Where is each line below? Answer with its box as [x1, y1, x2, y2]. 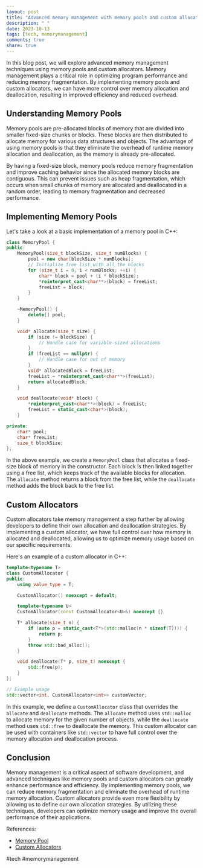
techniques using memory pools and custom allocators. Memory [6, 65, 167, 72]
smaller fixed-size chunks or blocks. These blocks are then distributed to [6, 131, 188, 138]
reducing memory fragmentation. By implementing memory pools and [6, 78, 180, 85]
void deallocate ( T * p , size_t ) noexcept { [17, 659, 126, 665]
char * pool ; [17, 429, 47, 435]
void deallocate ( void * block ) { [17, 395, 98, 401]
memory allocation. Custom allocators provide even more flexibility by [6, 794, 180, 802]
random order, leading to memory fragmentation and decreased [6, 188, 165, 195]
